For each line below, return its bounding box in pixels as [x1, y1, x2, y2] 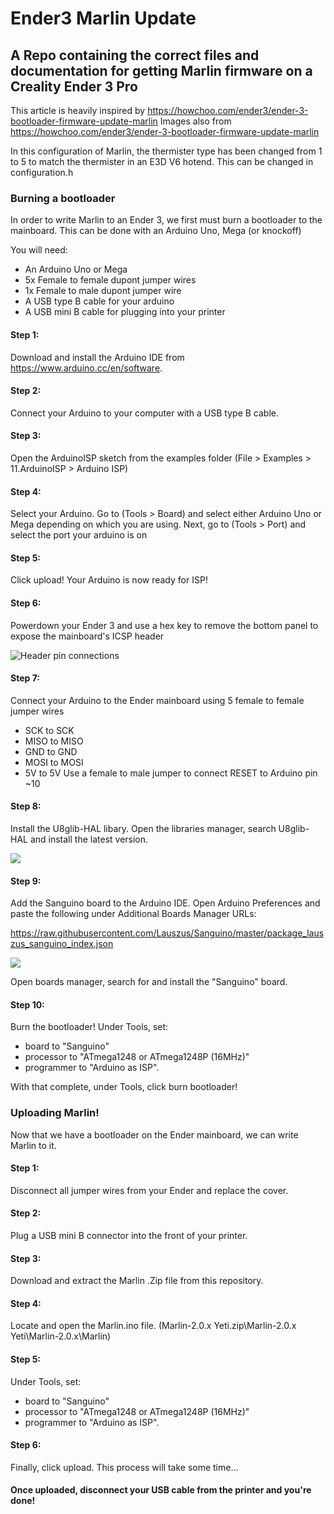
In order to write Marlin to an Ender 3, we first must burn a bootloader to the [10, 214, 323, 226]
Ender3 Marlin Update [10, 7, 197, 30]
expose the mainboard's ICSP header [10, 630, 165, 642]
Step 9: [10, 875, 42, 887]
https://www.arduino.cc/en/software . [10, 362, 163, 374]
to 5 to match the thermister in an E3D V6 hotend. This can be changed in [10, 156, 314, 167]
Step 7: [10, 672, 40, 684]
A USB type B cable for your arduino [24, 295, 175, 307]
